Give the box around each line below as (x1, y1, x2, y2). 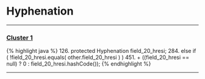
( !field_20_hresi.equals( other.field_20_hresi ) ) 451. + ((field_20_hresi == (6, 53, 190, 61)
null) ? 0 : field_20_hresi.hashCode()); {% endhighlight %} (6, 60, 151, 67)
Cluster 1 (6, 33, 34, 42)
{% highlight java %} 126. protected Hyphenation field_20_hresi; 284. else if (6, 47, 196, 55)
